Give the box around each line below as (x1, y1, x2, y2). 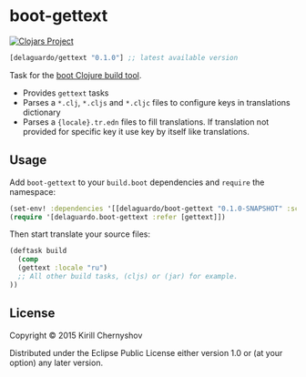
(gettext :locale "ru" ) (17, 263, 107, 273)
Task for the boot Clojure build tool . (9, 69, 142, 80)
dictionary (22, 107, 61, 117)
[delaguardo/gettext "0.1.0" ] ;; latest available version (9, 53, 239, 62)
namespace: (9, 186, 56, 197)
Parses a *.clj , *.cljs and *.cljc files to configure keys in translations (22, 97, 291, 107)
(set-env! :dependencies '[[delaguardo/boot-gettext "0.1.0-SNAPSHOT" (9, 204, 283, 213)
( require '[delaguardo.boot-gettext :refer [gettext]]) (9, 212, 226, 221)
